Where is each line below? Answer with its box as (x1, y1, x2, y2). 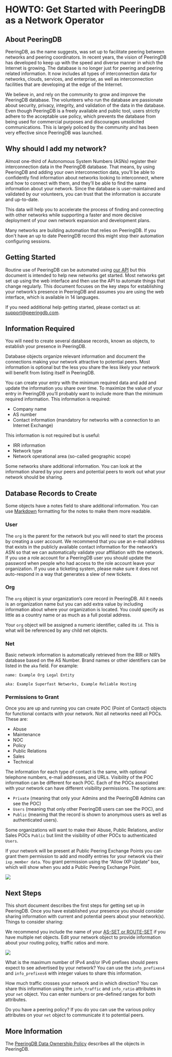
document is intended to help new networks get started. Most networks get (5, 272, 165, 278)
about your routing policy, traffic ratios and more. (5, 940, 109, 946)
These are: (5, 716, 28, 722)
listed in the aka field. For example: (5, 663, 79, 669)
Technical (12, 759, 34, 765)
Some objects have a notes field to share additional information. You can (5, 503, 159, 509)
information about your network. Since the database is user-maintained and (5, 185, 165, 191)
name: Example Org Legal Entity (5, 672, 74, 678)
